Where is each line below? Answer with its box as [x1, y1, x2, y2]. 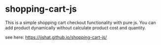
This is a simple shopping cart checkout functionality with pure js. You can [5, 20, 156, 25]
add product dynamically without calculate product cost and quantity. [5, 24, 146, 30]
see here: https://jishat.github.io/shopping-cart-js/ [5, 34, 107, 40]
